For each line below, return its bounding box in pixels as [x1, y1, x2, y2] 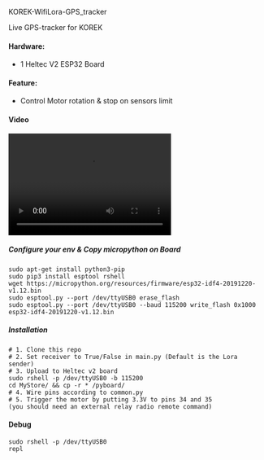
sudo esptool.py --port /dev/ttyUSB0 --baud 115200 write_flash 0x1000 [8, 300, 256, 309]
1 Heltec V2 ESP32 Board [19, 59, 105, 69]
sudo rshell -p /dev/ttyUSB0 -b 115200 [8, 374, 144, 382]
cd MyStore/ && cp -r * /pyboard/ [8, 381, 126, 389]
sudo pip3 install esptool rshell [8, 272, 126, 280]
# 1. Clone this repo [8, 345, 82, 353]
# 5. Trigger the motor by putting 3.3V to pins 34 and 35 [8, 395, 213, 404]
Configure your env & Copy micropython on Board [8, 244, 181, 255]
